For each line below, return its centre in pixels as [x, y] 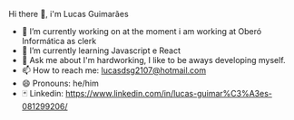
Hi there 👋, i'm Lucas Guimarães [69, 14]
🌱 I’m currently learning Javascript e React [101, 51]
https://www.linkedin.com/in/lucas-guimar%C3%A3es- [169, 93]
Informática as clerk [59, 41]
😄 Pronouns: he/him [60, 83]
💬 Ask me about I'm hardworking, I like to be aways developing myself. [154, 60]
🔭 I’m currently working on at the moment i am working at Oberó [142, 31]
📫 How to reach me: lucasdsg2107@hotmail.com [114, 70]
